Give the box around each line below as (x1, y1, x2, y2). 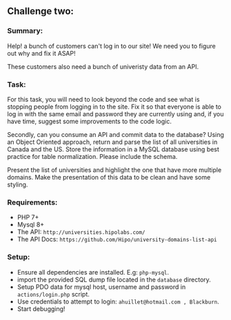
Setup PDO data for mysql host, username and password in (17, 282, 186, 291)
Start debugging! (17, 304, 66, 312)
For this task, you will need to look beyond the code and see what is (7, 95, 200, 103)
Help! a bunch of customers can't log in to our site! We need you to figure (7, 41, 216, 50)
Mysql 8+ (17, 220, 45, 229)
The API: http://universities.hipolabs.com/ (17, 228, 145, 236)
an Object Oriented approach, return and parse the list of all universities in (7, 138, 218, 146)
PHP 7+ (17, 213, 39, 222)
